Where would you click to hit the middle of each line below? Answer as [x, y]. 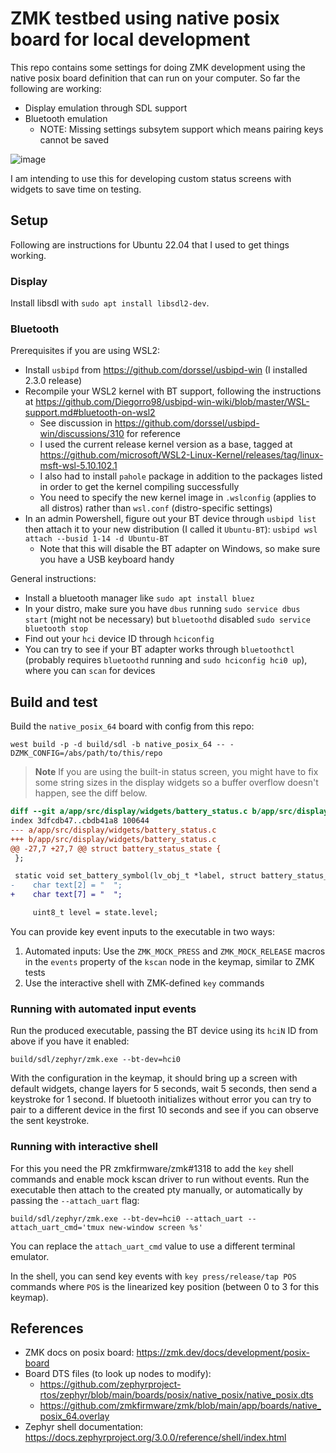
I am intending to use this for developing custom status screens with [151, 178]
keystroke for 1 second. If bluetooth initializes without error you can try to [161, 1099]
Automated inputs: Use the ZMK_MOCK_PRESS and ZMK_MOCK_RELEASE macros [175, 951]
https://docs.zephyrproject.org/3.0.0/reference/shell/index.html [155, 1438]
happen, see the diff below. [91, 793]
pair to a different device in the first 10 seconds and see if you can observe [164, 1110]
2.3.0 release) [53, 381]
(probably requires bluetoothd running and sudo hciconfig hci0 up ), [166, 660]
